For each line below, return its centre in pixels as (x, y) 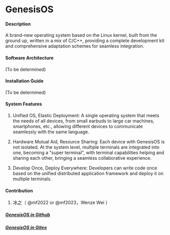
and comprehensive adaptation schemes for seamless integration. (75, 46)
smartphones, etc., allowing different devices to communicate (78, 126)
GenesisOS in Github (28, 215)
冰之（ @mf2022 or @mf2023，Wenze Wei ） (61, 203)
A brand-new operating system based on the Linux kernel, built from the (81, 35)
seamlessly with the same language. (51, 132)
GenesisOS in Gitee (26, 228)
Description (18, 24)
